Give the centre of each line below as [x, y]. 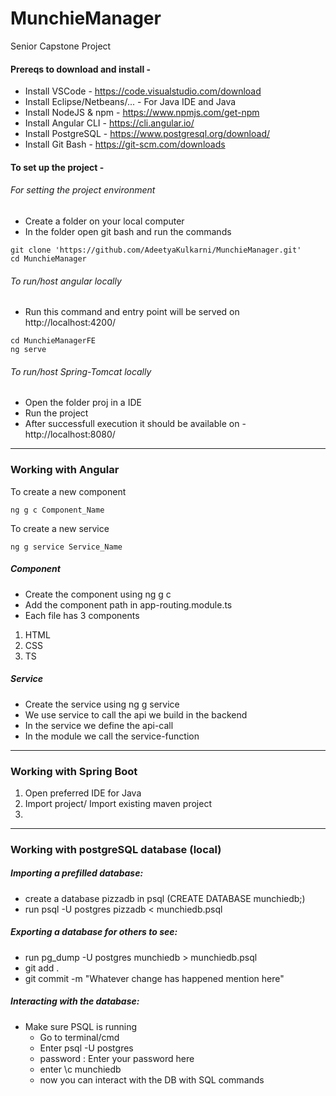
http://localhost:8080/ [70, 434]
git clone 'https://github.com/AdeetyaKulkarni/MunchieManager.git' [156, 250]
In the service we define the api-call [99, 725]
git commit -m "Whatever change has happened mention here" [154, 978]
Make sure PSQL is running [81, 1026]
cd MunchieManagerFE [53, 341]
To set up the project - [57, 167]
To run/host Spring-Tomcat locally [81, 371]
